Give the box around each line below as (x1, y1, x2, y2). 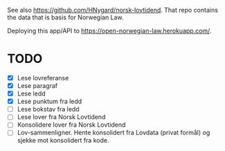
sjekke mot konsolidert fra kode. (17, 136, 109, 145)
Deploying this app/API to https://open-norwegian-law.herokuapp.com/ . (7, 27, 212, 35)
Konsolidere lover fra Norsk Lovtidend (17, 121, 126, 129)
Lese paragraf (17, 82, 57, 89)
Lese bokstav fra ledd (17, 105, 80, 114)
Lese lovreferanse (17, 73, 69, 82)
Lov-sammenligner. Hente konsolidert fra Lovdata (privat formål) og (17, 128, 210, 137)
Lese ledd (17, 89, 46, 98)
